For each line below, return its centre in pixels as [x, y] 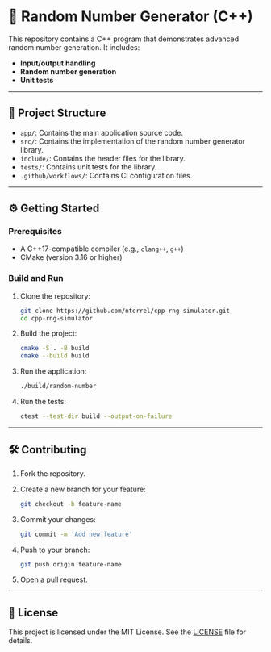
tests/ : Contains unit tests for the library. [88, 167]
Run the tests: [43, 402]
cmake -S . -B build [54, 349]
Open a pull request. [54, 579]
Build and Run [36, 278]
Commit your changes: [58, 519]
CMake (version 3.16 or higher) [71, 257]
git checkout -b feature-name [71, 504]
